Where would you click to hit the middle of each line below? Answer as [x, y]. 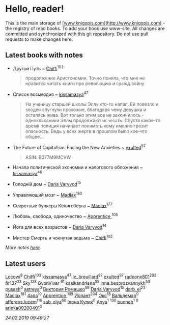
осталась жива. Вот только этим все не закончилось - [84, 115]
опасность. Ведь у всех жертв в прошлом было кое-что [86, 131]
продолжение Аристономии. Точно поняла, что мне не [85, 78]
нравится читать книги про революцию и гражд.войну [85, 84]
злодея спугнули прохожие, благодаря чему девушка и [86, 110]
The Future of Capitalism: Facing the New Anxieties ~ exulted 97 [79, 147]
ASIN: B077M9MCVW [48, 157]
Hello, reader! [35, 9]
